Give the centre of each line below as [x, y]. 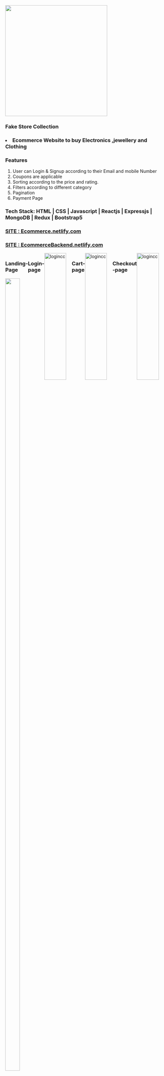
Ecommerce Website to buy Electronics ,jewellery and [80, 140]
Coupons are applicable [37, 176]
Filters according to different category [52, 188]
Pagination [24, 193]
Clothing [16, 147]
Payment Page [28, 198]
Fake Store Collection [32, 126]
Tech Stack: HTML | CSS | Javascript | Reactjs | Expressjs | [79, 211]
